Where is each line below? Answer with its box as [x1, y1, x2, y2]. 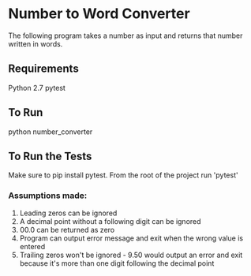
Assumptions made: [8, 190, 88, 201]
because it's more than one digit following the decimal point [19, 258, 215, 268]
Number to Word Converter [8, 5, 191, 23]
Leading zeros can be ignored [19, 208, 118, 218]
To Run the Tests [8, 149, 92, 162]
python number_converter [8, 127, 93, 136]
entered [19, 241, 46, 251]
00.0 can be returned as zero [19, 225, 115, 234]
